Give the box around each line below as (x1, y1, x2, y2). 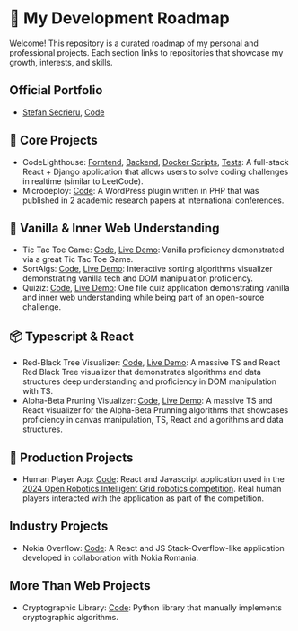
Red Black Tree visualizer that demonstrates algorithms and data (22, 367, 262, 378)
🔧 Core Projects (9, 133, 99, 148)
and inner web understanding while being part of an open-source (22, 292, 265, 303)
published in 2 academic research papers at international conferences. (22, 195, 285, 206)
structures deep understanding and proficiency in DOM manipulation (22, 376, 276, 387)
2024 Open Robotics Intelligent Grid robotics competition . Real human (22, 484, 282, 494)
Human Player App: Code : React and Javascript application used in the (22, 474, 285, 484)
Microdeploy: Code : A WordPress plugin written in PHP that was (22, 185, 259, 196)
